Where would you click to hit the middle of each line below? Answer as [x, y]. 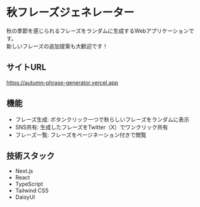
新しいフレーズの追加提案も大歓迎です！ [57, 46]
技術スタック [31, 156]
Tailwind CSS [32, 190]
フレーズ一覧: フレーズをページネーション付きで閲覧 [81, 135]
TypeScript [29, 184]
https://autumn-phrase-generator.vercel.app [62, 82]
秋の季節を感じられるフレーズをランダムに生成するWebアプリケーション [98, 31]
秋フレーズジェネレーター [70, 13]
